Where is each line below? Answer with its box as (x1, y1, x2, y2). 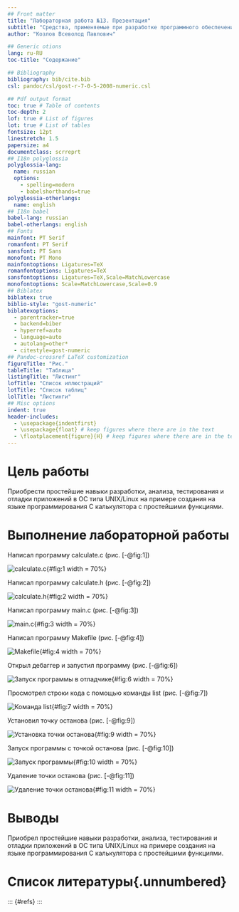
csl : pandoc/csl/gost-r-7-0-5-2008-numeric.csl (7, 83, 152, 90)
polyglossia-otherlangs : (7, 194, 81, 201)
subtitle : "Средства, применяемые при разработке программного (7, 23, 199, 31)
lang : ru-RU (7, 50, 43, 57)
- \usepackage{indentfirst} (14, 419, 97, 427)
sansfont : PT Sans (7, 247, 62, 255)
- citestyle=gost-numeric (14, 347, 91, 354)
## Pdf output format (7, 95, 72, 103)
